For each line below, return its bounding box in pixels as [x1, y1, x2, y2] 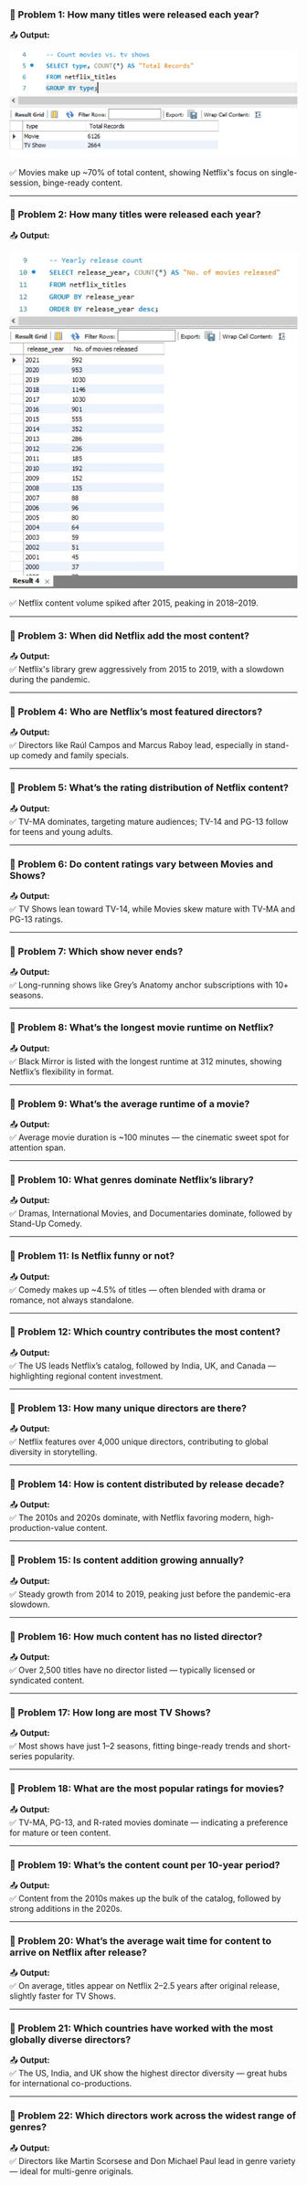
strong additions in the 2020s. [9, 1903, 123, 1914]
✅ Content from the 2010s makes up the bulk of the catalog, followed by [9, 1893, 281, 1904]
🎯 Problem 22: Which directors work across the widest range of [9, 2109, 297, 2122]
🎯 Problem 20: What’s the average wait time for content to [9, 1934, 272, 1947]
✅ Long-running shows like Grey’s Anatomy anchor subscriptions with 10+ [9, 979, 290, 990]
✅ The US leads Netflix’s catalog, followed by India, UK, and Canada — [9, 1360, 277, 1371]
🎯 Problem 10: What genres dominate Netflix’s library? [9, 1173, 254, 1186]
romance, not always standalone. [9, 1294, 134, 1305]
